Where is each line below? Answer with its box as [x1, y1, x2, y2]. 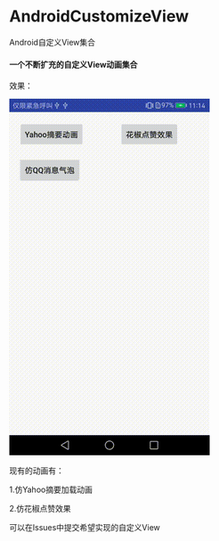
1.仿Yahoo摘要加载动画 [9, 484, 93, 496]
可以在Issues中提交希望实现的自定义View [9, 522, 160, 533]
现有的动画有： [9, 465, 64, 476]
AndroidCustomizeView [9, 6, 190, 27]
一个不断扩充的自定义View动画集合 [9, 59, 138, 70]
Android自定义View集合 [9, 37, 96, 47]
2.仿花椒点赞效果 [9, 504, 71, 514]
